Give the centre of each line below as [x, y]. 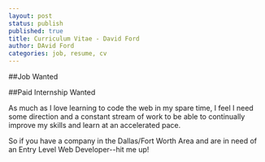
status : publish [36, 23]
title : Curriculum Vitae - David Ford [74, 38]
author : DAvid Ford [41, 46]
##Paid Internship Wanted [52, 92]
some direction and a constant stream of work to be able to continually [127, 117]
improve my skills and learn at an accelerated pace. [95, 125]
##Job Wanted [33, 77]
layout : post [30, 16]
